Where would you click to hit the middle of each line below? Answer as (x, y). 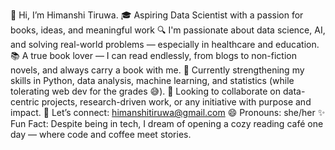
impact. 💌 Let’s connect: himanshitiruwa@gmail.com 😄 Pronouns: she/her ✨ (168, 112)
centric (25, 102)
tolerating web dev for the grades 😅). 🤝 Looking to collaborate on (146, 91)
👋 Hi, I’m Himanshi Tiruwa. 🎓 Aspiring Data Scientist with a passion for (157, 15)
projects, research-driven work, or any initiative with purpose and (176, 102)
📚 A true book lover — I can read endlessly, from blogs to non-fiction (153, 55)
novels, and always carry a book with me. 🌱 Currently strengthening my (157, 70)
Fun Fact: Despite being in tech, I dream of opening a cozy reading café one (167, 123)
